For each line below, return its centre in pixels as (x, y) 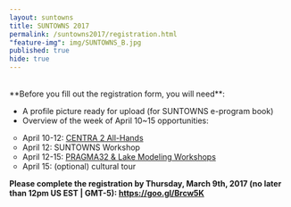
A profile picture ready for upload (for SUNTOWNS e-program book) (148, 111)
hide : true (29, 59)
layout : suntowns (42, 17)
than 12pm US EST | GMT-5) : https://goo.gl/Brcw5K (107, 193)
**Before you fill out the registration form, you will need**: (117, 94)
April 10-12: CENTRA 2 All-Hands (83, 138)
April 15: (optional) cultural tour (79, 166)
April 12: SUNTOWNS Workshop (81, 147)
